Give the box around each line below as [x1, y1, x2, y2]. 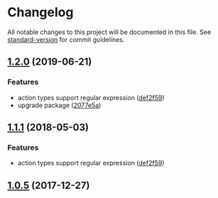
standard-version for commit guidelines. [7, 35, 125, 43]
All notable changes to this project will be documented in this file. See [7, 28, 212, 36]
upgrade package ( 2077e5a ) [17, 101, 102, 109]
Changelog [7, 4, 74, 21]
